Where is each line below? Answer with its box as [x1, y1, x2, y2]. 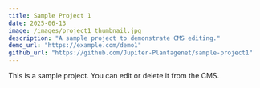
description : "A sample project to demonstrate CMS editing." [8, 34, 221, 42]
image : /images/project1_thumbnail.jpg [8, 26, 142, 34]
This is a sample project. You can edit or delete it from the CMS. [8, 71, 220, 80]
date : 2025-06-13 [8, 19, 67, 27]
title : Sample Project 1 [8, 11, 91, 20]
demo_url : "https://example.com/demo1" [8, 42, 142, 50]
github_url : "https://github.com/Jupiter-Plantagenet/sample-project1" [8, 49, 253, 57]
